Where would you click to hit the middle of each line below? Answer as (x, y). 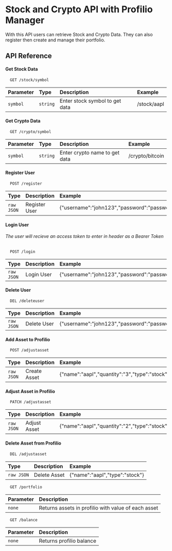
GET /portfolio (26, 487)
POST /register (26, 183)
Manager (25, 20)
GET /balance (24, 520)
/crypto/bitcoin (146, 156)
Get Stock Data (22, 69)
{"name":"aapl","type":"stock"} (107, 475)
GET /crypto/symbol (31, 131)
